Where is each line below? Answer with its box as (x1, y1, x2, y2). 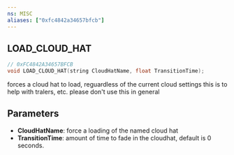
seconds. (17, 141, 45, 149)
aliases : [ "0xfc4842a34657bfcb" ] (7, 17, 105, 24)
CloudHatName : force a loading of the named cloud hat (17, 126, 179, 135)
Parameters (7, 108, 59, 119)
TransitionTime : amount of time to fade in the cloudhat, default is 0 (17, 133, 212, 142)
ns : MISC (7, 10, 33, 17)
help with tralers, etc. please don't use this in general (7, 88, 160, 96)
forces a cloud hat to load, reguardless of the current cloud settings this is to (7, 80, 228, 89)
